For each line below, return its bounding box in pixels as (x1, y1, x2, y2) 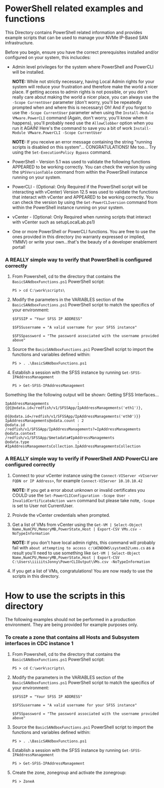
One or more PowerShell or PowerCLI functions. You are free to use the (12, 228, 156, 234)
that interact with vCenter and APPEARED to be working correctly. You (12, 194, 154, 200)
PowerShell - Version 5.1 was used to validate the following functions (12, 159, 150, 164)
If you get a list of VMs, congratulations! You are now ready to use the (12, 568, 153, 574)
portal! (12, 244, 26, 250)
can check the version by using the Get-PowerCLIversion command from (12, 199, 158, 205)
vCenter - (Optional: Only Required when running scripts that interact (12, 214, 151, 220)
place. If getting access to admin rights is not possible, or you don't (12, 89, 148, 95)
